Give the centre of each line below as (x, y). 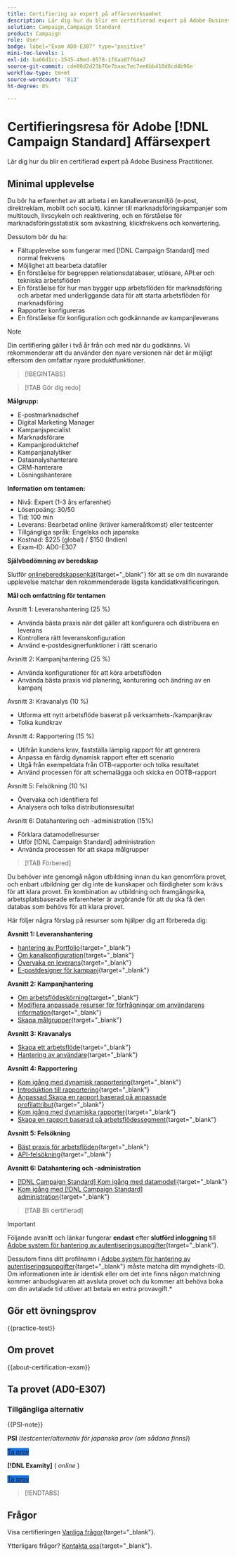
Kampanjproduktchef (48, 445)
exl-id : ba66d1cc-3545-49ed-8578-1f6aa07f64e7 (77, 60)
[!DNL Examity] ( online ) (44, 1466)
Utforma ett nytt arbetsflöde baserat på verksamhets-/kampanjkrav (115, 715)
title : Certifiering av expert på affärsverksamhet (84, 14)
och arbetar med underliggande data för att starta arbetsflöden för (113, 295)
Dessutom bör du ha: (38, 237)
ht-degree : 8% (28, 86)
